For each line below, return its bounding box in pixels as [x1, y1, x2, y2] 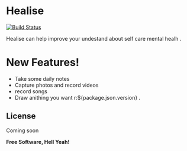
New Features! [6, 56, 80, 69]
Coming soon [6, 127, 39, 134]
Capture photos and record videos [14, 81, 99, 88]
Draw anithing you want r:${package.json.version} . [14, 94, 141, 101]
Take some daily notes [14, 75, 70, 82]
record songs [14, 87, 47, 95]
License [6, 111, 36, 122]
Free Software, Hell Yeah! [6, 138, 70, 145]
